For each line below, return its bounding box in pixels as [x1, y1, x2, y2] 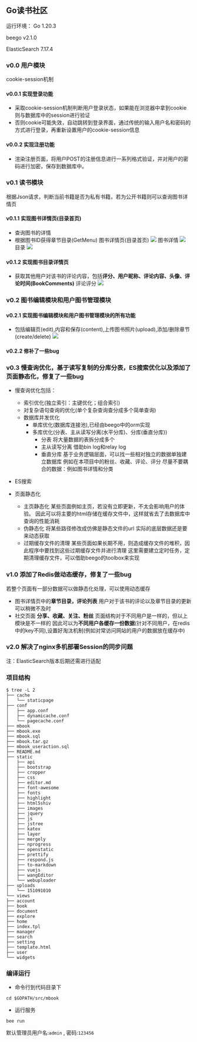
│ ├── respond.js [6, 857, 54, 863]
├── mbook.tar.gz [6, 739, 49, 745]
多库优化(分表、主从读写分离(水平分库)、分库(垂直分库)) [32, 428, 168, 436]
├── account [6, 898, 35, 904]
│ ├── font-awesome [6, 785, 59, 791]
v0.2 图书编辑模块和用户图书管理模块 [6, 296, 112, 304]
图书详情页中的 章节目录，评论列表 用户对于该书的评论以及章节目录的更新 [14, 597, 192, 604]
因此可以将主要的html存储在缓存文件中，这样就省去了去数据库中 [35, 510, 191, 517]
